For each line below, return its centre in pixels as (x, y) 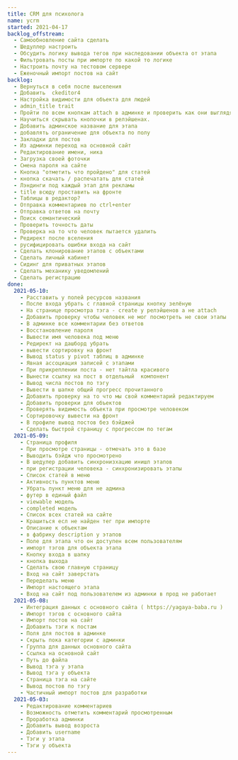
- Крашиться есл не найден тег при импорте (85, 522)
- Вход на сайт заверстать (60, 574)
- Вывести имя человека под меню (69, 337)
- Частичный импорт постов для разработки (84, 693)
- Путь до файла (44, 660)
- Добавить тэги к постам (58, 627)
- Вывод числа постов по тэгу (65, 383)
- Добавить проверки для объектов (71, 403)
